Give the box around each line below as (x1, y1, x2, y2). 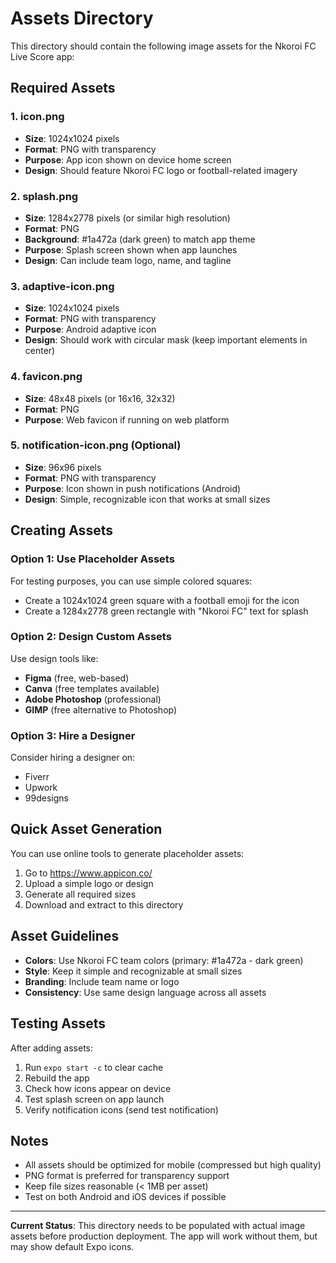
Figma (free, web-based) (24, 672, 130, 684)
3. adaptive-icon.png (10, 279, 115, 293)
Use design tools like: (10, 652, 99, 664)
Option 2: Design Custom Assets (10, 630, 172, 644)
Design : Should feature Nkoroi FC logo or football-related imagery (24, 164, 298, 176)
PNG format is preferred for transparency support (24, 1170, 230, 1182)
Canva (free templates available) (24, 682, 160, 694)
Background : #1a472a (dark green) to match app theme (24, 233, 256, 245)
